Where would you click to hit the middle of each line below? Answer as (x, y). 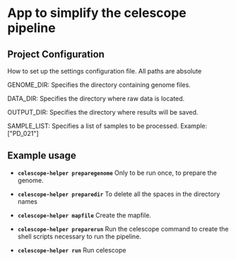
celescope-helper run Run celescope (72, 250)
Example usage (42, 156)
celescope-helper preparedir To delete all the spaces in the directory (119, 194)
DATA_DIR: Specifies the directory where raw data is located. (96, 98)
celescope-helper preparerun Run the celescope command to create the (123, 228)
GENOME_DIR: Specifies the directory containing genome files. (99, 85)
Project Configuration (56, 54)
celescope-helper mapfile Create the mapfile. (84, 215)
